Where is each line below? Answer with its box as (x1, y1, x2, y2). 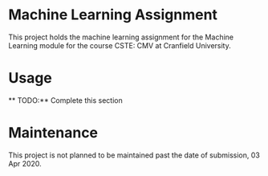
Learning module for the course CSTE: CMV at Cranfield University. (8, 40, 231, 50)
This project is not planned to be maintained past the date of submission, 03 (8, 150, 261, 160)
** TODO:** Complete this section (8, 95, 123, 105)
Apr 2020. (8, 158, 42, 168)
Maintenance (8, 124, 99, 142)
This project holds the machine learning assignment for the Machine (8, 32, 234, 42)
